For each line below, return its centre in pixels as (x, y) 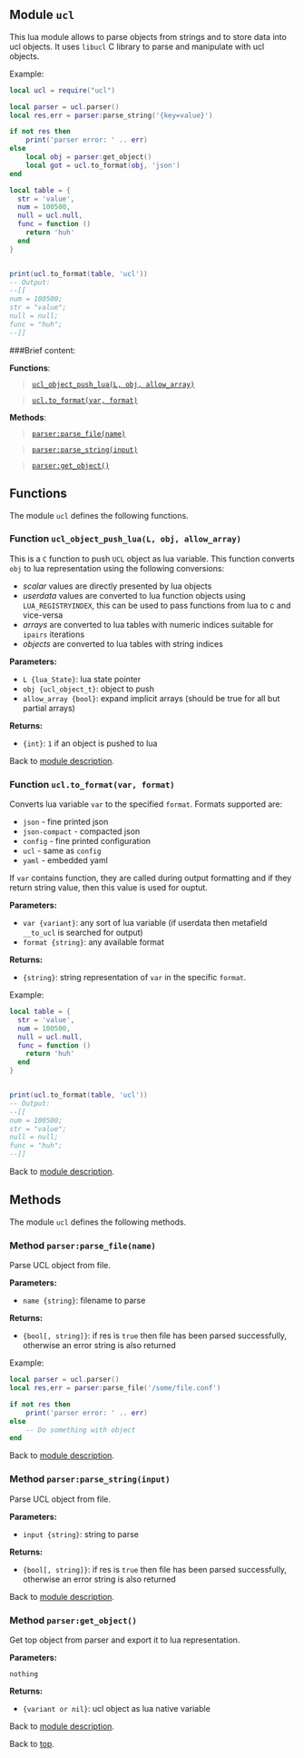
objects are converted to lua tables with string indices (123, 643)
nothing (24, 1674)
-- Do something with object (81, 1430)
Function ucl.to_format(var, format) (92, 784)
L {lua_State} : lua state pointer (82, 679)
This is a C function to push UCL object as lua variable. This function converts (152, 559)
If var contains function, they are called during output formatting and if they (151, 878)
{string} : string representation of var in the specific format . (134, 978)
